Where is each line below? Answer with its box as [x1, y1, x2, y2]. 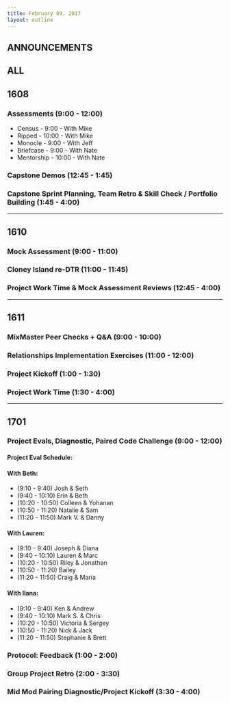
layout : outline [7, 16, 53, 23]
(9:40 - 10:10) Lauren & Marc [16, 552, 98, 560]
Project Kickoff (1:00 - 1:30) [7, 369, 101, 379]
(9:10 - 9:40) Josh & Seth [16, 484, 89, 493]
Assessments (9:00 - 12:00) [7, 109, 103, 118]
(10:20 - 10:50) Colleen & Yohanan [16, 499, 114, 507]
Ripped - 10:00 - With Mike [16, 131, 94, 140]
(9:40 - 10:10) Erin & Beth [16, 491, 88, 500]
